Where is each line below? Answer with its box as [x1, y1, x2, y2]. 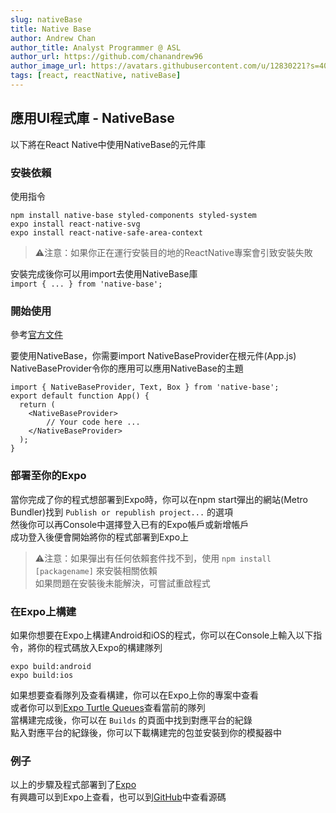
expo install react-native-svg [10, 219, 141, 229]
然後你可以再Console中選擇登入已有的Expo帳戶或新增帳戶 [10, 518, 250, 530]
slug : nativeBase [10, 14, 83, 25]
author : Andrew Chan [10, 33, 97, 43]
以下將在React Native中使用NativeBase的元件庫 [10, 138, 207, 150]
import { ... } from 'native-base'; [10, 279, 163, 289]
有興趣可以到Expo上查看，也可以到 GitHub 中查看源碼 [10, 791, 227, 803]
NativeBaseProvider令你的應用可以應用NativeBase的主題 [10, 362, 244, 375]
